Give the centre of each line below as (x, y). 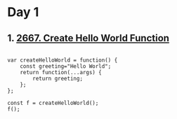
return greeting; (58, 78)
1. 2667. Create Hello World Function (88, 38)
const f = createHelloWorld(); (53, 103)
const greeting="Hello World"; (66, 66)
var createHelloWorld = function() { (63, 60)
